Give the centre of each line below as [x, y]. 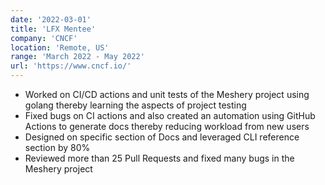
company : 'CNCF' [44, 38]
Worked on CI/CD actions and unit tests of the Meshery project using [167, 94]
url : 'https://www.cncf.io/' [71, 66]
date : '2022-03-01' [51, 19]
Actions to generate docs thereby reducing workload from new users [167, 126]
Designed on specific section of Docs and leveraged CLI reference [162, 137]
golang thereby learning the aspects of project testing [135, 105]
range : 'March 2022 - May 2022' [77, 57]
